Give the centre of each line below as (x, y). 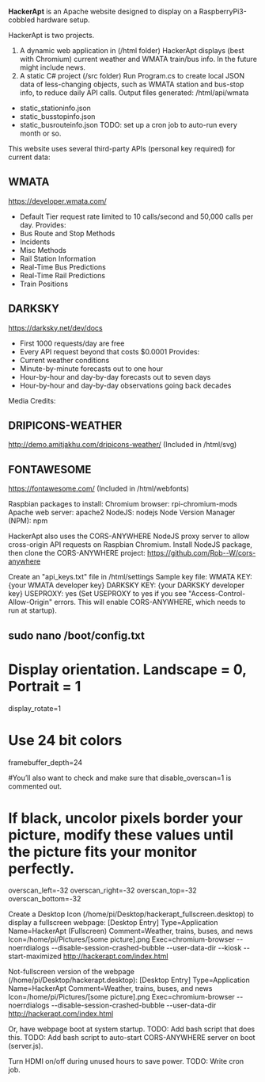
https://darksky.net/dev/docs (55, 327)
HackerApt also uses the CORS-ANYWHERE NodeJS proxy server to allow (129, 536)
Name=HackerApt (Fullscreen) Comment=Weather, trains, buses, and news (131, 931)
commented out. (35, 786)
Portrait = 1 (45, 686)
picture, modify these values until (121, 835)
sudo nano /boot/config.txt (76, 635)
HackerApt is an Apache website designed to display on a (103, 11)
